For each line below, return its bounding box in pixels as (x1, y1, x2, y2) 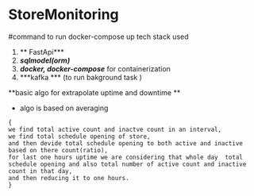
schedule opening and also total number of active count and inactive (8, 160, 247, 168)
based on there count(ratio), (8, 146, 109, 154)
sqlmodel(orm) (19, 56, 71, 65)
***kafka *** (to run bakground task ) (19, 72, 143, 82)
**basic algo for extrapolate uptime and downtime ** (8, 87, 181, 97)
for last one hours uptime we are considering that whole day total (8, 153, 244, 161)
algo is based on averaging (19, 103, 109, 113)
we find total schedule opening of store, (8, 133, 151, 140)
